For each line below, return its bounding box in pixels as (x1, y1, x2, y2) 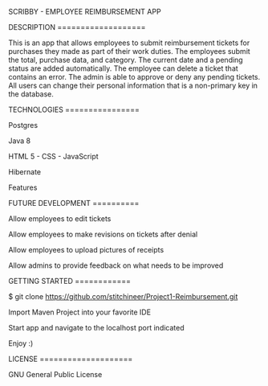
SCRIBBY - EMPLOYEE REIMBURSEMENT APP (8, 7, 162, 16)
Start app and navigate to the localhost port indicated (8, 323, 185, 332)
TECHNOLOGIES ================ (8, 105, 140, 114)
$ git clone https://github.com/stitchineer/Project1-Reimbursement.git (8, 292, 238, 301)
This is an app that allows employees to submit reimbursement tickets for (8, 38, 250, 47)
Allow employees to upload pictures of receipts (8, 245, 164, 254)
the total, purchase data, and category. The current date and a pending (8, 55, 243, 64)
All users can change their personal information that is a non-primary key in (8, 80, 258, 90)
